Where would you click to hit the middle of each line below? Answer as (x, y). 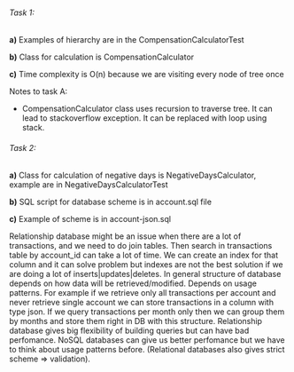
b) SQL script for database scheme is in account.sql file (111, 202)
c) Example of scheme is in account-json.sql (90, 219)
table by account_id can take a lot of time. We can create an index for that (144, 255)
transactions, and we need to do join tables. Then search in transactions (141, 246)
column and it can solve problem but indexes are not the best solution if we (146, 265)
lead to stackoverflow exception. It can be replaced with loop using (144, 118)
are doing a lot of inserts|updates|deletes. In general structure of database (145, 274)
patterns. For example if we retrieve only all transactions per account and (143, 293)
